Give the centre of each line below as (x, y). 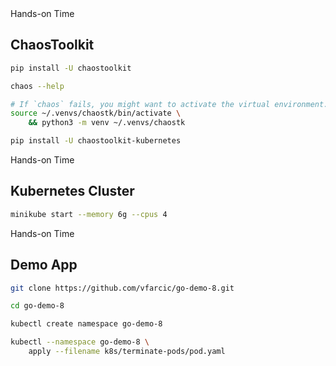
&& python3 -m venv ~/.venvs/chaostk (107, 123)
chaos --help (37, 86)
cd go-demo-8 (37, 306)
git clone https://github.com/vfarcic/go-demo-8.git (122, 288)
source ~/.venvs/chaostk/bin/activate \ (96, 113)
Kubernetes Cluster (72, 191)
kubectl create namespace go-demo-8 (86, 324)
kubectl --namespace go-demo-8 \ (80, 342)
